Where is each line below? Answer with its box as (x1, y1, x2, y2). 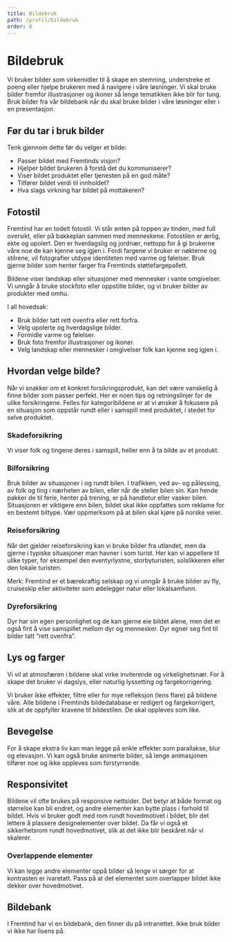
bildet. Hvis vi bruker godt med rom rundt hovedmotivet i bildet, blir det (7, 811, 209, 820)
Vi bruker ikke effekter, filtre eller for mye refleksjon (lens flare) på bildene (7, 690, 217, 699)
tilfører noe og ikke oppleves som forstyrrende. (7, 758, 142, 767)
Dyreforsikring (7, 601, 57, 611)
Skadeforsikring (7, 430, 63, 440)
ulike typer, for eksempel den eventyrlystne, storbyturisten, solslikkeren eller (7, 556, 225, 564)
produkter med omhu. (7, 289, 69, 297)
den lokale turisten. (7, 563, 62, 572)
